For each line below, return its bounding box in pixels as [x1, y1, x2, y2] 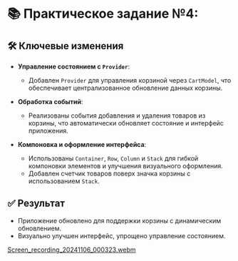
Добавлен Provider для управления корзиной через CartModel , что [28, 76, 232, 84]
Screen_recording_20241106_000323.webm [7, 245, 137, 254]
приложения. [28, 126, 69, 135]
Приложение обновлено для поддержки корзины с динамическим [17, 216, 222, 225]
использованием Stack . [28, 177, 100, 185]
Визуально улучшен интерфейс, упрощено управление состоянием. [17, 231, 226, 240]
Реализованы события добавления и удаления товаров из [28, 111, 206, 120]
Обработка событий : [17, 98, 83, 106]
